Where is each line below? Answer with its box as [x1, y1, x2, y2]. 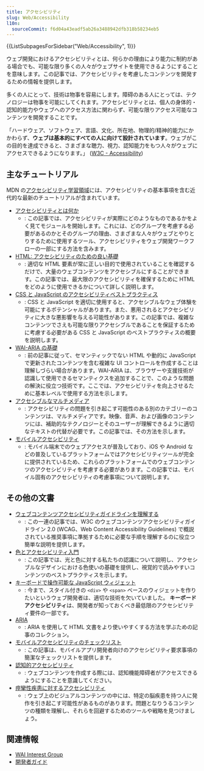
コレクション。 [35, 631, 72, 638]
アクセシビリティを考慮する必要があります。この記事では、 [35, 466, 184, 473]
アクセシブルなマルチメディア [15, 397, 90, 405]
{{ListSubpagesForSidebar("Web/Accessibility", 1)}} [6, 43, 136, 50]
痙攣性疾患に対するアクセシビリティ [15, 684, 106, 691]
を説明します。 [24, 336, 62, 344]
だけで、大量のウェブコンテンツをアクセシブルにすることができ [24, 268, 185, 275]
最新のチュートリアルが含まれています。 [22, 194, 124, 202]
